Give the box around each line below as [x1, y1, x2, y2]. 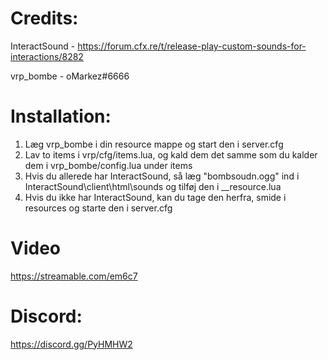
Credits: [10, 7, 79, 30]
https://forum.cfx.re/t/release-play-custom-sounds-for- [77, 40, 307, 52]
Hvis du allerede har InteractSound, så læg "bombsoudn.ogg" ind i [24, 170, 300, 182]
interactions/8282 [10, 50, 84, 62]
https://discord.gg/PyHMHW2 [10, 338, 133, 350]
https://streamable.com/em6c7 [10, 270, 138, 282]
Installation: [10, 105, 112, 128]
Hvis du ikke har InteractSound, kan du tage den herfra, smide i [24, 191, 287, 203]
